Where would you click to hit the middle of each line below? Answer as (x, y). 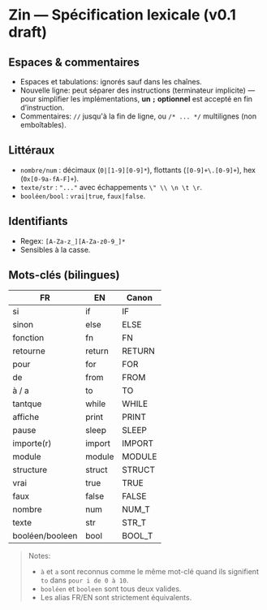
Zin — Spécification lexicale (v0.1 (123, 15)
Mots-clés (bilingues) (64, 275)
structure (30, 470)
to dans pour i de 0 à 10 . (84, 580)
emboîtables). (43, 125)
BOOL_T (137, 536)
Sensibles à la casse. (55, 249)
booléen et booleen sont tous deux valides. (111, 589)
